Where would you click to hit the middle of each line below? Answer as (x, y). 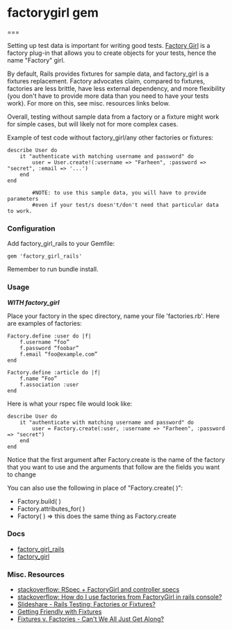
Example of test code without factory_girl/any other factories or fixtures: (110, 138)
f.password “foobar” (49, 348)
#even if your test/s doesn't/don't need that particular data (125, 205)
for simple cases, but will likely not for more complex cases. (93, 124)
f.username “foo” (45, 342)
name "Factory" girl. (36, 60)
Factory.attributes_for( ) (51, 508)
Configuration (31, 229)
